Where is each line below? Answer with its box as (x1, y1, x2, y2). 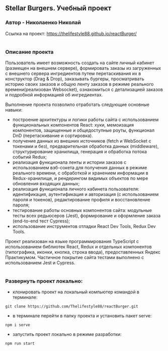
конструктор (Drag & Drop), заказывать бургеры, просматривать (5, 75, 144, 82)
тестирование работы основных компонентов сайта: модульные (12, 207, 152, 213)
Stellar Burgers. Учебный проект (5, 4, 112, 13)
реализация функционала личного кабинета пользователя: (12, 186, 139, 192)
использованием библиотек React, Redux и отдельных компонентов (5, 244, 152, 250)
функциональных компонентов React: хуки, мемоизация (12, 122, 134, 128)
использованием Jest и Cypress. (5, 260, 75, 266)
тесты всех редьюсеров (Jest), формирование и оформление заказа (12, 212, 161, 218)
